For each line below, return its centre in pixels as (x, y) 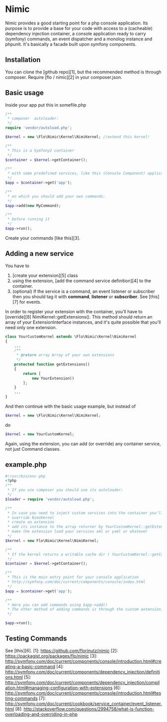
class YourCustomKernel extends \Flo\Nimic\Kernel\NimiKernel (71, 337)
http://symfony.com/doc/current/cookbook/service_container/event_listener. (83, 704)
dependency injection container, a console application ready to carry (76, 33)
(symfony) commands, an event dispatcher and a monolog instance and (79, 39)
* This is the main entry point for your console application (73, 577)
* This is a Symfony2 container (41, 151)
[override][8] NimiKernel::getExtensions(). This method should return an (79, 317)
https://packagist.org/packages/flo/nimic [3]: (51, 656)
